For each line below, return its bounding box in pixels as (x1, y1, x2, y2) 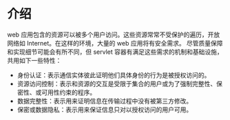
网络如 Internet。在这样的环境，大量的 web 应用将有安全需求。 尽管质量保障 (7, 39, 223, 47)
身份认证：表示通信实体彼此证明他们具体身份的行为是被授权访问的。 (17, 70, 211, 79)
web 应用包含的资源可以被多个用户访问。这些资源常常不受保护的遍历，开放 (7, 30, 220, 39)
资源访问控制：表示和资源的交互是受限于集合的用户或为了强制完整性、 (17, 79, 217, 88)
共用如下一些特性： (7, 56, 62, 64)
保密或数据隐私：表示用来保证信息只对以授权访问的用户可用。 (17, 105, 193, 114)
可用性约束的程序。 (41, 88, 96, 97)
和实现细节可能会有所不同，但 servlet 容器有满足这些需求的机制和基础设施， (7, 48, 223, 56)
